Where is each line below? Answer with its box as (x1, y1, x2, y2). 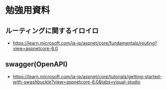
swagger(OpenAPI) (5, 60, 68, 69)
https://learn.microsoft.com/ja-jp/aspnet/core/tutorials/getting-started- (12, 73, 162, 79)
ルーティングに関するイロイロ (5, 26, 99, 35)
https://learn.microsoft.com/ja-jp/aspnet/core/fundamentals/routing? (12, 40, 157, 46)
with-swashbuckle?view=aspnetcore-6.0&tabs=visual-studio (12, 79, 141, 85)
